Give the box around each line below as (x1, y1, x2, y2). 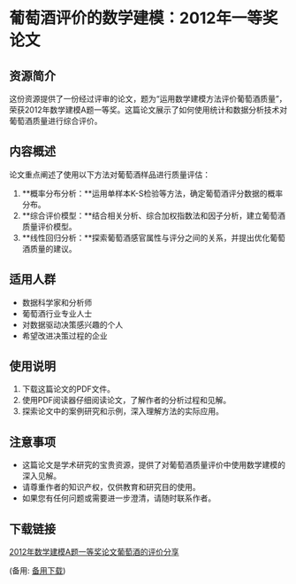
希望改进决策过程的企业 (21, 330, 108, 341)
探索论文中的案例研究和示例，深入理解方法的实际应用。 (21, 406, 224, 417)
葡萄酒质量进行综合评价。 (9, 116, 102, 126)
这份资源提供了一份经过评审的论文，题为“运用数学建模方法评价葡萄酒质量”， (9, 94, 287, 104)
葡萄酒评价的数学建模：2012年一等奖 (9, 8, 278, 28)
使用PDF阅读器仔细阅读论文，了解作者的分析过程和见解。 (21, 395, 231, 406)
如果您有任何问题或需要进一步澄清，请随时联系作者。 (21, 493, 216, 503)
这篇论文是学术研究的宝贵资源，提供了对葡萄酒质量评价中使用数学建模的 (21, 460, 285, 471)
